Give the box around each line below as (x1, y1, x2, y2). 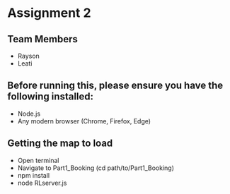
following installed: (7, 90, 94, 103)
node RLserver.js (17, 178, 67, 187)
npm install (17, 171, 50, 179)
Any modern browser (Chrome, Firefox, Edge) (17, 116, 151, 125)
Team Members (7, 33, 78, 45)
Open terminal (17, 156, 59, 164)
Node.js (17, 109, 41, 118)
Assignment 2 (7, 5, 91, 21)
